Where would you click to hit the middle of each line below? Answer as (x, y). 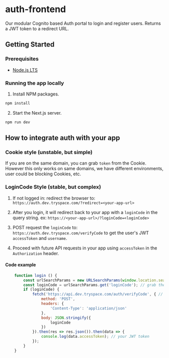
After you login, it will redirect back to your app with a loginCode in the (85, 212)
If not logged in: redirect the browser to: (54, 198)
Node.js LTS (25, 70)
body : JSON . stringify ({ (66, 318)
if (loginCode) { (41, 290)
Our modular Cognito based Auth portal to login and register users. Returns (83, 23)
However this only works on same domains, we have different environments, (84, 169)
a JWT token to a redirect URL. (37, 28)
